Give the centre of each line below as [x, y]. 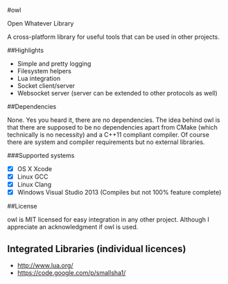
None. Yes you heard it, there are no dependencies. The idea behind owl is [114, 120]
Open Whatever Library [41, 23]
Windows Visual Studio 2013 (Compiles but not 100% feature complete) [119, 193]
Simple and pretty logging [54, 64]
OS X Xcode [35, 169]
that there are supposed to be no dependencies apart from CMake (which [113, 127]
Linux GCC [33, 177]
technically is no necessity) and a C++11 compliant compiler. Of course [108, 135]
